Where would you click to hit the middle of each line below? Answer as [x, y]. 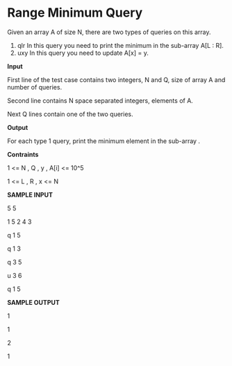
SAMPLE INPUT [30, 194]
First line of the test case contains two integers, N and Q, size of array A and [116, 80]
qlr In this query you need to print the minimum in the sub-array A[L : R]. [121, 45]
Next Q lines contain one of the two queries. [70, 114]
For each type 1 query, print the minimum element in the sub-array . [103, 141]
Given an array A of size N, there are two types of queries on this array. [109, 32]
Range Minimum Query [75, 13]
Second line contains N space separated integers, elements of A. [100, 100]
